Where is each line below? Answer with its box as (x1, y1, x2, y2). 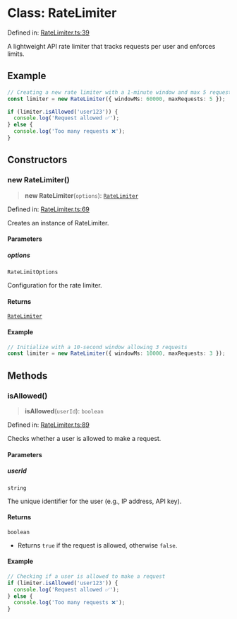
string (7, 484, 27, 492)
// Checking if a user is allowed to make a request (7, 572, 166, 580)
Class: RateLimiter (7, 5, 117, 21)
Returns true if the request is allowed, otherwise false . (17, 541, 178, 549)
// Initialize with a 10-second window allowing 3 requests (7, 343, 188, 350)
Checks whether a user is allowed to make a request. (7, 434, 162, 442)
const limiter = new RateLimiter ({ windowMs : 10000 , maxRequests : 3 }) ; (7, 350, 226, 358)
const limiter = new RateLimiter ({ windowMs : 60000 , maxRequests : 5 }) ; (7, 95, 226, 102)
